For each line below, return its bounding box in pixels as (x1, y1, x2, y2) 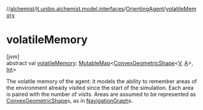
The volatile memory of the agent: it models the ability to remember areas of (6, 77, 198, 84)
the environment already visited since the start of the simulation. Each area (6, 84, 194, 91)
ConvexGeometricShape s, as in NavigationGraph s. (6, 97, 134, 104)
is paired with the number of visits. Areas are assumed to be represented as (6, 91, 196, 98)
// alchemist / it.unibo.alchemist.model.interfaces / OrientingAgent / (6, 5, 166, 12)
